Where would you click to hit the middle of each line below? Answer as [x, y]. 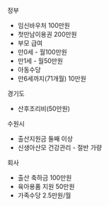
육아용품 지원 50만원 [46, 187]
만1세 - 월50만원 [40, 61]
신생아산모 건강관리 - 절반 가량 [60, 148]
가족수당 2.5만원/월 [44, 195]
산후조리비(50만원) [44, 109]
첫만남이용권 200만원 [47, 34]
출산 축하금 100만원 [45, 178]
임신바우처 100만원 [44, 25]
